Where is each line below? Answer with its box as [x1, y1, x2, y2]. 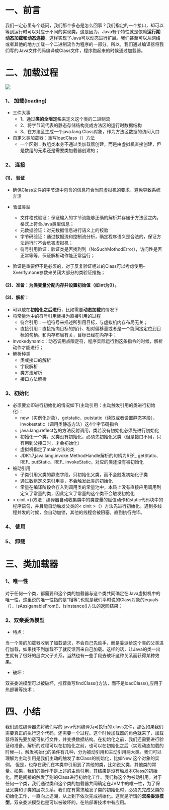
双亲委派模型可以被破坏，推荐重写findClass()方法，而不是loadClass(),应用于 [5, 680, 163, 686]
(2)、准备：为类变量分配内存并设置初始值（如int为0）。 [5, 282, 119, 288]
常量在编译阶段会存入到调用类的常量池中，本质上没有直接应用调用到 [20, 484, 161, 490]
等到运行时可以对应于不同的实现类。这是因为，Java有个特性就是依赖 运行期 [5, 28, 161, 34]
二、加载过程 [5, 67, 59, 79]
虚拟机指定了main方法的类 [20, 446, 74, 452]
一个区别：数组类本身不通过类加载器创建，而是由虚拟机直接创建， [20, 141, 157, 147]
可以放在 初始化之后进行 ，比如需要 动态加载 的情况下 [12, 307, 119, 313]
